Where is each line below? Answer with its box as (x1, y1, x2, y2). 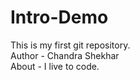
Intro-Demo (10, 6, 109, 29)
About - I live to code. (10, 60, 100, 72)
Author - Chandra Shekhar (10, 49, 120, 61)
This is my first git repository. (10, 39, 131, 51)
